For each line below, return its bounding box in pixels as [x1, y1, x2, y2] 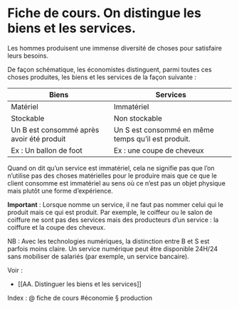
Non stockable [113, 113, 162, 123]
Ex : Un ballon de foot [11, 145, 83, 155]
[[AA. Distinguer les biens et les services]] [17, 280, 142, 288]
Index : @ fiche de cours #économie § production [7, 293, 153, 302]
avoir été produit [11, 133, 66, 143]
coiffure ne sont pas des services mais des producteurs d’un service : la [7, 216, 219, 224]
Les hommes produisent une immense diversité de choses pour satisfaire [7, 44, 223, 52]
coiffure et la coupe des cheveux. [7, 223, 106, 231]
